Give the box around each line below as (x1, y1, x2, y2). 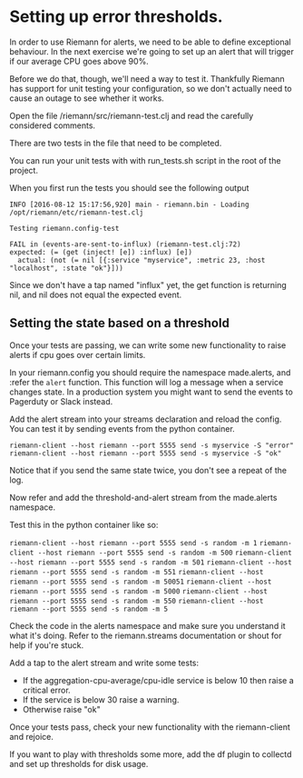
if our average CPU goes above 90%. (9, 55, 150, 66)
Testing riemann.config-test (9, 224, 120, 233)
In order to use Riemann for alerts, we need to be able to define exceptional (9, 36, 292, 47)
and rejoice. (9, 731, 54, 742)
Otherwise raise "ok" (22, 703, 102, 714)
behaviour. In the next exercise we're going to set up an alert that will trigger (9, 45, 295, 56)
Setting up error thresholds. (9, 6, 224, 27)
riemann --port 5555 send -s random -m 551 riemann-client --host (9, 567, 264, 576)
